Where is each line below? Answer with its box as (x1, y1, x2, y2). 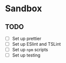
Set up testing (12, 52, 41, 58)
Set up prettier (12, 35, 42, 41)
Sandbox (5, 3, 43, 14)
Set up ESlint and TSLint (12, 41, 61, 47)
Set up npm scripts (12, 47, 48, 53)
